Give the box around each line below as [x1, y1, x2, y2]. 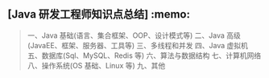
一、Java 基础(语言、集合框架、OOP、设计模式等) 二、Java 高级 [27, 31, 241, 40]
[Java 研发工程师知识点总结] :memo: [7, 7, 191, 22]
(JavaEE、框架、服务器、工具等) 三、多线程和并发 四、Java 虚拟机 [27, 40, 249, 50]
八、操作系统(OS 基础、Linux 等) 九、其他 [27, 60, 166, 70]
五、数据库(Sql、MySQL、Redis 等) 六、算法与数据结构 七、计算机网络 [27, 51, 262, 60]
